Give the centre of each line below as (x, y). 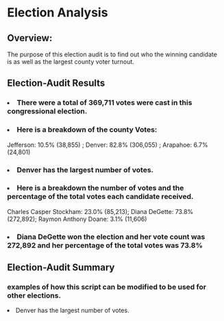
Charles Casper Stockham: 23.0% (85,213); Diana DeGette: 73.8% (100, 211)
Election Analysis (58, 13)
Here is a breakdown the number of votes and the (100, 188)
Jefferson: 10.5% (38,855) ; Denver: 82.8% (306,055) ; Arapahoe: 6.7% (108, 145)
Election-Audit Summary (61, 268)
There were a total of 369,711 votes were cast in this (104, 103)
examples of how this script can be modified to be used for (107, 287)
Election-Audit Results (56, 83)
